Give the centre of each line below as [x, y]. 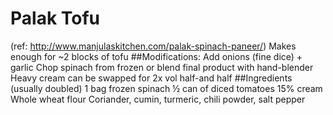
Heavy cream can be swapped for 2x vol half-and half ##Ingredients [151, 78]
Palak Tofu [55, 18]
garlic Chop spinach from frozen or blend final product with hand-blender [162, 67]
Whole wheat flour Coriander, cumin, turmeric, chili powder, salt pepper [158, 99]
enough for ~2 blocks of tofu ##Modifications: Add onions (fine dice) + [156, 56]
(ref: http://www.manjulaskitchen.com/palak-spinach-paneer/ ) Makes [153, 46]
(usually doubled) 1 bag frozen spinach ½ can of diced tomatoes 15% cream [166, 88]
